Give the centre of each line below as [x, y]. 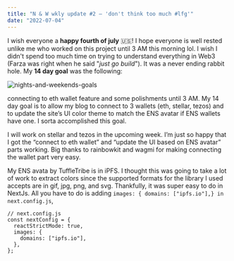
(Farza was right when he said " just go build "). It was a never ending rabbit [116, 63]
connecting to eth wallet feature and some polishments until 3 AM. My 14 [113, 98]
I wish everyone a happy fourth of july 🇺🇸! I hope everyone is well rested [115, 40]
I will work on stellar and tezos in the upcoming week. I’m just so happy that [117, 134]
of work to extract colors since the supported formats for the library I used [115, 178]
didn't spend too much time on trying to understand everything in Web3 [111, 56]
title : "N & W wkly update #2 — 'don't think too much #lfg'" [100, 14]
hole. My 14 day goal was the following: [65, 71]
